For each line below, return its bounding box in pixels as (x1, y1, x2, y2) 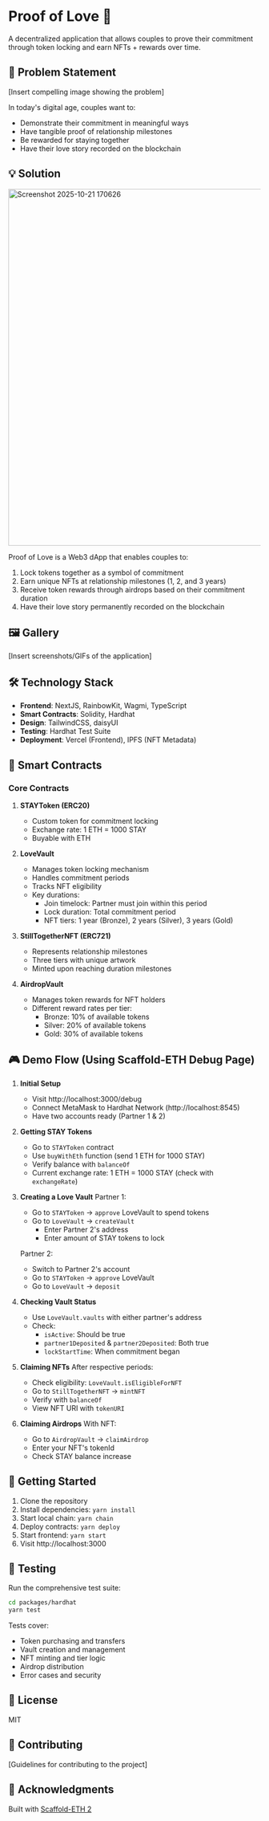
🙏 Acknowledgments (8, 1782, 114, 1797)
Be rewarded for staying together (19, 135, 130, 145)
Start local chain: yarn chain (19, 1513, 114, 1522)
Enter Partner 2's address (43, 1224, 129, 1234)
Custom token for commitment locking (31, 816, 159, 825)
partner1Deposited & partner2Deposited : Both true (43, 1338, 210, 1347)
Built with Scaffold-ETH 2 (8, 1804, 92, 1814)
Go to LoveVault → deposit (31, 1281, 120, 1291)
